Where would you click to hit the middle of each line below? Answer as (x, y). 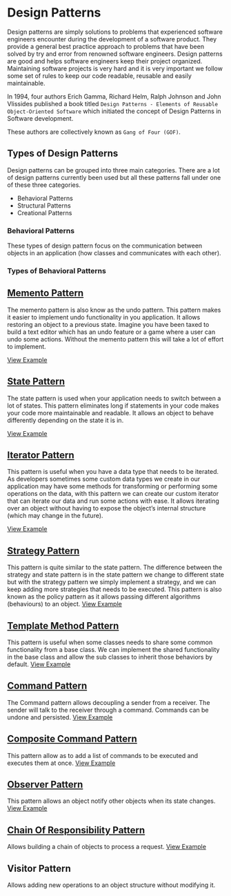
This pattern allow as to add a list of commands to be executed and (103, 755)
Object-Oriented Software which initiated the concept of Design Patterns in (114, 111)
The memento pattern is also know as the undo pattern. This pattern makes (114, 310)
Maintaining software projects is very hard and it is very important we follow (115, 68)
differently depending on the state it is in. (66, 420)
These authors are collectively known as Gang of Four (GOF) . (94, 132)
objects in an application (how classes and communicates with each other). (114, 253)
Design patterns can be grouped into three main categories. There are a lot (114, 170)
